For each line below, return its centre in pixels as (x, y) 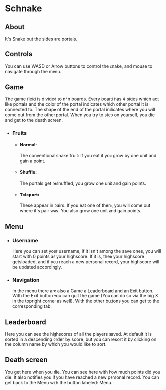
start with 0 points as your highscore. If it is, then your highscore (78, 256)
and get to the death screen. (34, 120)
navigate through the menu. (33, 71)
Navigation (26, 280)
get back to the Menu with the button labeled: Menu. (59, 382)
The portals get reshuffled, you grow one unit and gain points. (83, 183)
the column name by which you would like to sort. (56, 344)
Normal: (28, 145)
